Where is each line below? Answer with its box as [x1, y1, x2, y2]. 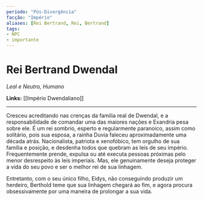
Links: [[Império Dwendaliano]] [6, 94, 84, 101]
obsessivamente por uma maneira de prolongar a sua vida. [6, 188, 153, 195]
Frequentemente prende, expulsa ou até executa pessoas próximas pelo [6, 150, 186, 158]
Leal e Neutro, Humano [6, 83, 65, 90]
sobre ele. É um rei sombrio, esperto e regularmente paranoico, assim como [6, 124, 196, 132]
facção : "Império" [6, 14, 53, 21]
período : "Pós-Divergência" [6, 8, 77, 15]
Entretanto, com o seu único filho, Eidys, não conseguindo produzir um [6, 174, 183, 182]
